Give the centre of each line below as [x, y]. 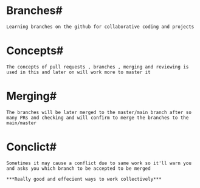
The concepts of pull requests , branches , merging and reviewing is [98, 67]
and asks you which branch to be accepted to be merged [78, 168]
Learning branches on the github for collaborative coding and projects [100, 27]
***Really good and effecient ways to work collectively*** [84, 179]
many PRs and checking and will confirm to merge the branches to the [98, 118]
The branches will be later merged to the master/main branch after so [99, 112]
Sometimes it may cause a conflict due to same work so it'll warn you [99, 163]
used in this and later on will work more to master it [78, 72]
